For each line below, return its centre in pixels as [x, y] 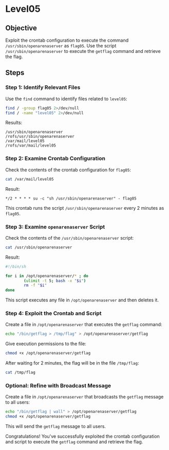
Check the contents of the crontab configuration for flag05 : [68, 170]
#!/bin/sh [16, 266]
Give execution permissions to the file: [46, 344]
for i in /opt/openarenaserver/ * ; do [47, 276]
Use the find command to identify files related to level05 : [66, 99]
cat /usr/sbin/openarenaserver [39, 247]
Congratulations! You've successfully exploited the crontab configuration [83, 436]
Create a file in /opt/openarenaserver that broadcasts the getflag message [85, 397]
